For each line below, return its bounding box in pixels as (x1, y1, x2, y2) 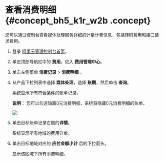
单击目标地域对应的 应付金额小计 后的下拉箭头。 (12, 140, 109, 146)
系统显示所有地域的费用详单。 (12, 130, 72, 136)
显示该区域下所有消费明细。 (12, 151, 68, 157)
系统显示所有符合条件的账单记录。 (12, 90, 81, 96)
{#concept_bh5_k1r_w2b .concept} (5, 15, 151, 26)
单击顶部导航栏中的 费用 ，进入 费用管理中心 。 (12, 59, 105, 64)
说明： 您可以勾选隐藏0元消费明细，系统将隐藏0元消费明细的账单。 (12, 100, 147, 106)
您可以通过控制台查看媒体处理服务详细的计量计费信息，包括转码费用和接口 (5, 32, 155, 38)
